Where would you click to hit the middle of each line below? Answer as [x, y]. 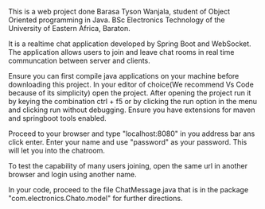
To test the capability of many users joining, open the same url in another [128, 166]
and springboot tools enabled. [58, 118]
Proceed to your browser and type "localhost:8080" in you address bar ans [132, 134]
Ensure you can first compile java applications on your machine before [124, 76]
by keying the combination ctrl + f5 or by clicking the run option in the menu [132, 101]
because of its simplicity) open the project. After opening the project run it [130, 93]
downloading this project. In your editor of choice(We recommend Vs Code [131, 84]
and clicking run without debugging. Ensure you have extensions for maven [132, 110]
